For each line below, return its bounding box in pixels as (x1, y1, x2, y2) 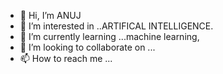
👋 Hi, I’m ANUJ (19, 10, 82, 21)
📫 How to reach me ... (19, 53, 113, 64)
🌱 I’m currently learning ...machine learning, (19, 31, 200, 42)
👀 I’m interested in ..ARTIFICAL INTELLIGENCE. (19, 20, 214, 32)
